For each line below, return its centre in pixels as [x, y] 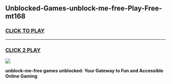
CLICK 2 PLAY [23, 50]
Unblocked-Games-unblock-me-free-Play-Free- [84, 8]
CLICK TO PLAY [25, 31]
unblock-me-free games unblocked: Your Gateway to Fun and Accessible [84, 70]
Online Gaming [21, 76]
